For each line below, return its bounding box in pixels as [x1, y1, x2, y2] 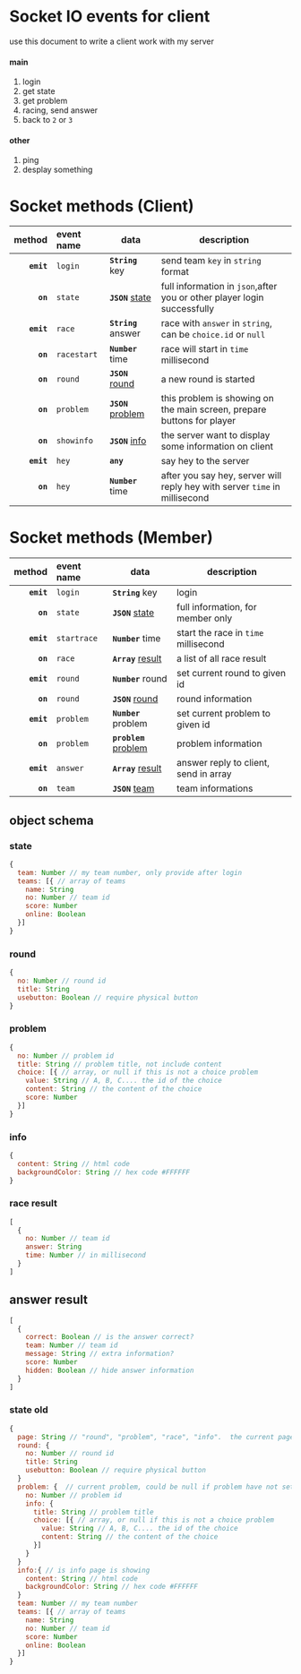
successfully [160, 303, 215, 315]
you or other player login [160, 291, 264, 304]
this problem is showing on [160, 392, 275, 405]
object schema [9, 812, 94, 828]
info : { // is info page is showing [17, 1566, 150, 1575]
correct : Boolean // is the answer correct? [25, 1333, 194, 1342]
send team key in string [160, 254, 262, 267]
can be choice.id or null [160, 329, 266, 341]
